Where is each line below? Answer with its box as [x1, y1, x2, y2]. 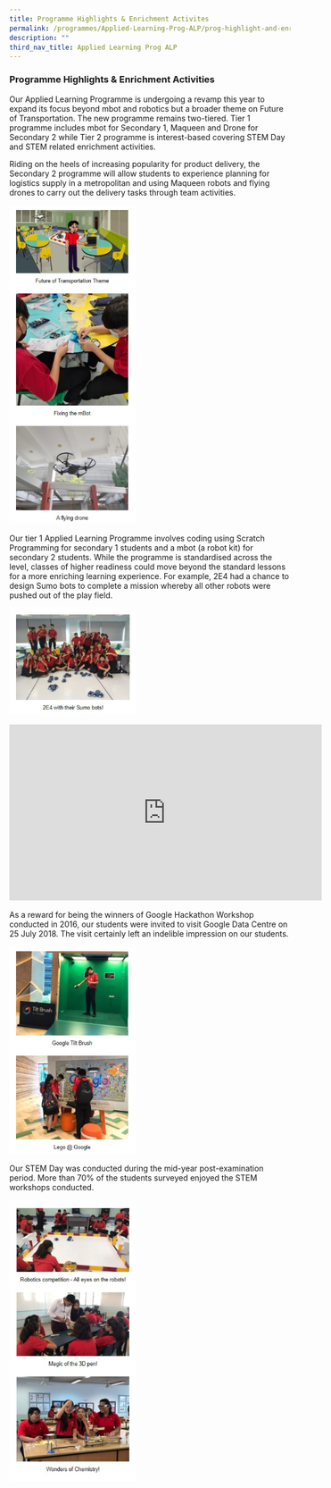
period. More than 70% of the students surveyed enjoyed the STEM [9, 1173, 258, 1183]
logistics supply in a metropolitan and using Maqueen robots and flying [9, 177, 270, 188]
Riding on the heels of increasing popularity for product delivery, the [9, 158, 261, 169]
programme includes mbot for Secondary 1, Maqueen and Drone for [9, 122, 259, 133]
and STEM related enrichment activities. [9, 141, 156, 152]
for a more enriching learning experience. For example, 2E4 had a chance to [9, 570, 290, 581]
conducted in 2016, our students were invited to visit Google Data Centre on [9, 919, 288, 929]
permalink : [9, 23, 50, 33]
